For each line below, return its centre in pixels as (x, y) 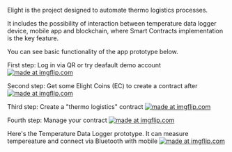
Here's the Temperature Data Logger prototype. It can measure (98, 134)
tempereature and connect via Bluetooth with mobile (83, 141)
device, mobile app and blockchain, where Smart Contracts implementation (115, 31)
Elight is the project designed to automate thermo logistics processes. (107, 10)
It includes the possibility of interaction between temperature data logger (112, 23)
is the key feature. (33, 38)
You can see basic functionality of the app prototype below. (93, 52)
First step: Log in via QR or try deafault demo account (84, 65)
